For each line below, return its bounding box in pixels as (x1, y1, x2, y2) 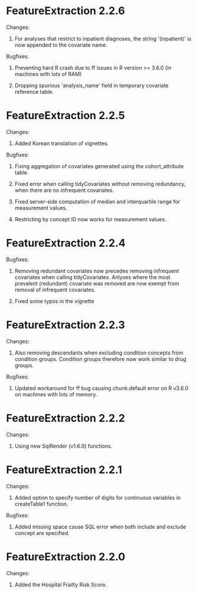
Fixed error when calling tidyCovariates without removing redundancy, (14, 180, 186, 187)
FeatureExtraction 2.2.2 (6, 411, 126, 425)
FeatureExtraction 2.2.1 (6, 463, 123, 476)
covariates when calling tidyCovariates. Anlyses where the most (14, 273, 171, 281)
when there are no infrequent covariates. (14, 186, 114, 193)
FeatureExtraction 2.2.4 (6, 237, 126, 250)
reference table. (14, 88, 54, 95)
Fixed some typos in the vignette (14, 297, 94, 304)
